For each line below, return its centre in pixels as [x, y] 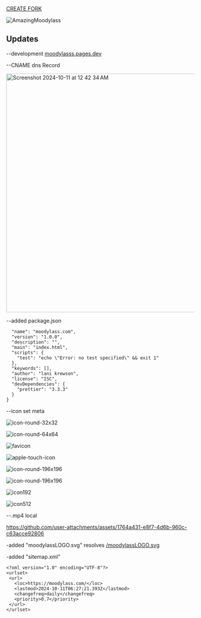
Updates [22, 39]
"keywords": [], [32, 368]
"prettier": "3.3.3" [42, 389]
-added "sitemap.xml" [33, 556]
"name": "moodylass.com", [44, 331]
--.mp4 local [22, 515]
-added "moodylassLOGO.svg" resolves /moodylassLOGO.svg [83, 545]
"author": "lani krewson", [45, 373]
